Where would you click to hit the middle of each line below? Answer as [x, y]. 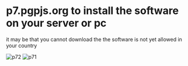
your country [22, 46]
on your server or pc [56, 23]
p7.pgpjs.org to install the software [93, 11]
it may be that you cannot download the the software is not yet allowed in [94, 39]
